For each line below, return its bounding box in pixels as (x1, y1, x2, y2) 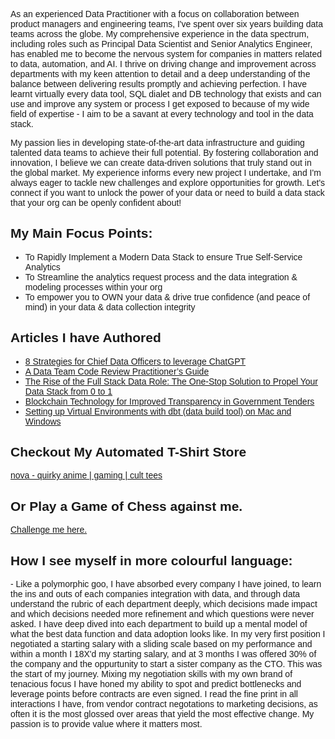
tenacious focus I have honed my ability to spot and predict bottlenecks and (10, 679, 302, 690)
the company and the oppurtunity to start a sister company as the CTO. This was (10, 659, 323, 670)
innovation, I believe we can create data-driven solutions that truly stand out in (10, 157, 312, 168)
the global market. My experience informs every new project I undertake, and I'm (10, 167, 322, 178)
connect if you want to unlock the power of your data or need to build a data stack (10, 187, 325, 198)
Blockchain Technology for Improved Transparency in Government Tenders (24, 395, 315, 407)
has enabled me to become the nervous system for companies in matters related (10, 49, 323, 59)
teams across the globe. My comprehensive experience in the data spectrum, (10, 29, 310, 39)
